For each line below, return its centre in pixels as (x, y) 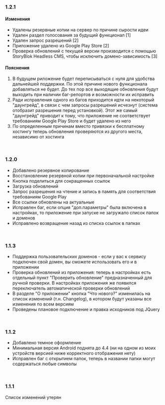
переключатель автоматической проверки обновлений (71, 288)
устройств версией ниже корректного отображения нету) (74, 353)
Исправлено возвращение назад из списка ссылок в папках (76, 223)
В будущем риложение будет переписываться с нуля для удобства (83, 79)
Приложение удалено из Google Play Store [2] (61, 46)
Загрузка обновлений (35, 186)
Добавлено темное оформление (47, 343)
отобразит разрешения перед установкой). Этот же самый (75, 110)
